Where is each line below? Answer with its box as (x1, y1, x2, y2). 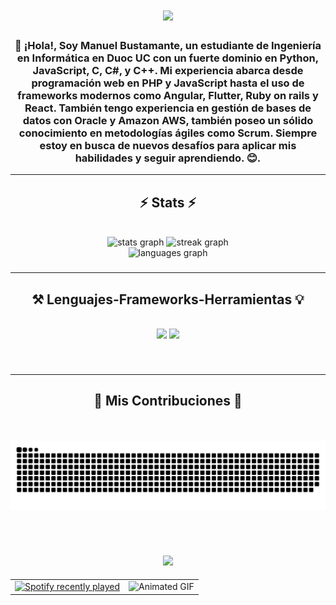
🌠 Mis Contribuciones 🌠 (93, 393, 243, 410)
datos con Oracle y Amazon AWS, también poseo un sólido (22, 114, 314, 128)
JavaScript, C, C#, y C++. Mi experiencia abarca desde (32, 64, 304, 78)
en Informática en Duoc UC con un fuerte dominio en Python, (16, 51, 320, 65)
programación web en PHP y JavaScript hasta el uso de (31, 76, 305, 90)
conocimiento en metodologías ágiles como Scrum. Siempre (18, 126, 318, 140)
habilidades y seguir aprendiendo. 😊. (74, 151, 262, 165)
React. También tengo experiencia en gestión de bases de (24, 101, 312, 115)
